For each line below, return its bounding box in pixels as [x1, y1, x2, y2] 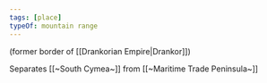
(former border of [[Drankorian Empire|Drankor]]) [9, 46, 191, 56]
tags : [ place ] [9, 12, 63, 22]
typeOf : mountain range [9, 21, 99, 30]
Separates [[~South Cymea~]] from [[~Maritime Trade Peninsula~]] [9, 63, 258, 74]
